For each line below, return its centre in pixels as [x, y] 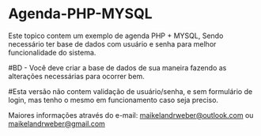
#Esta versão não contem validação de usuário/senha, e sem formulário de [130, 91]
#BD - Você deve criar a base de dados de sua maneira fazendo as [117, 67]
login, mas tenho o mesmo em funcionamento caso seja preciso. [113, 100]
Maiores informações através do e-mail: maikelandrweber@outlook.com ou [131, 115]
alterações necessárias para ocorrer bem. [76, 76]
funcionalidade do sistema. [52, 52]
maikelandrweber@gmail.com [57, 123]
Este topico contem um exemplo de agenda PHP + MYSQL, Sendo [116, 36]
